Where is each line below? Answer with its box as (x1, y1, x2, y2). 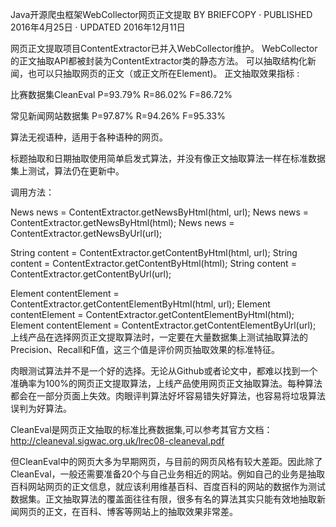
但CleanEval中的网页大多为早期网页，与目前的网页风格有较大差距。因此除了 (10, 456, 323, 467)
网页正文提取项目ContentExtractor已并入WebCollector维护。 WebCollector (10, 43, 318, 54)
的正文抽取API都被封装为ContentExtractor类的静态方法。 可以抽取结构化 (10, 55, 308, 67)
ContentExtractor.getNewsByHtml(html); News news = (10, 217, 235, 228)
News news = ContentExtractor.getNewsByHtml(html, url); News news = (10, 206, 310, 218)
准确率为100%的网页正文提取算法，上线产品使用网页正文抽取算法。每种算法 (10, 378, 323, 389)
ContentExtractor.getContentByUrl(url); (10, 268, 172, 280)
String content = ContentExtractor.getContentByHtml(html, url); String (10, 247, 298, 258)
